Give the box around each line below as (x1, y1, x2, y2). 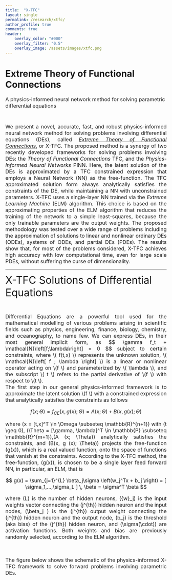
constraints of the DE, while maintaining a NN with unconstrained (5, 187, 167, 194)
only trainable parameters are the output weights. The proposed (5, 219, 167, 226)
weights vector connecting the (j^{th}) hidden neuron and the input (5, 501, 167, 508)
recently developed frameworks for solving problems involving (5, 148, 167, 156)
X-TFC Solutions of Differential (5, 273, 152, 286)
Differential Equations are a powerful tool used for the (5, 313, 167, 320)
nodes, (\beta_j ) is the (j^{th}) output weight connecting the (5, 508, 167, 515)
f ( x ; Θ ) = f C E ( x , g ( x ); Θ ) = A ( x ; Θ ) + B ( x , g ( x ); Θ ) (30, 408, 142, 416)
